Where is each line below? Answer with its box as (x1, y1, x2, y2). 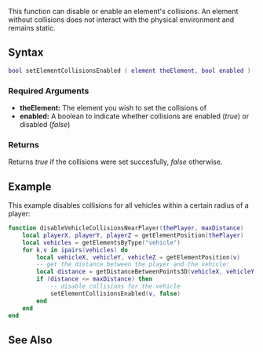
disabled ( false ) (19, 119, 71, 129)
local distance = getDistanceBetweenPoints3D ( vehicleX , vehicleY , (36, 268, 258, 276)
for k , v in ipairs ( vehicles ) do (22, 246, 128, 254)
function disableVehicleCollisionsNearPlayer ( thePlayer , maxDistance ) (8, 224, 244, 232)
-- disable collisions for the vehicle (49, 282, 181, 291)
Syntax (8, 46, 44, 60)
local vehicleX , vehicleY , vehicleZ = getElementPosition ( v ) (36, 253, 241, 261)
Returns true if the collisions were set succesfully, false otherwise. (8, 157, 223, 167)
